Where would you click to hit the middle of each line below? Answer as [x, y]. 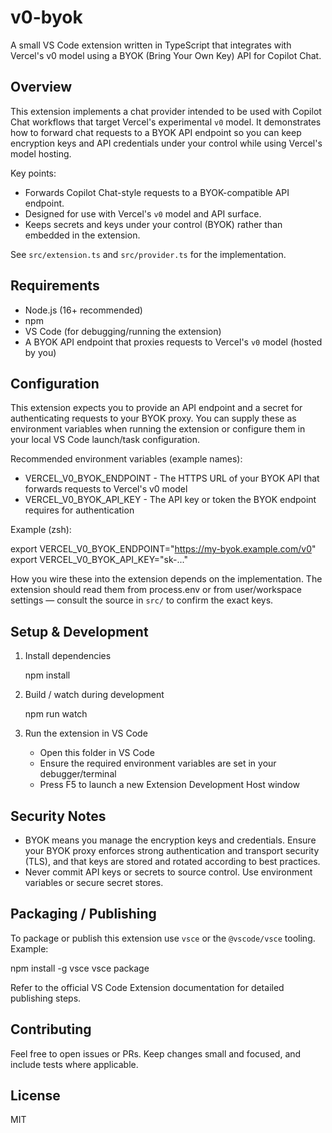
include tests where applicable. [74, 1064]
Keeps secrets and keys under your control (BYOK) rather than [153, 224]
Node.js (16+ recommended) [83, 310]
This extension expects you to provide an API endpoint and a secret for [156, 408]
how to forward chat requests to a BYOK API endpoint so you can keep [156, 132]
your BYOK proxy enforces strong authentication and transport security [172, 850]
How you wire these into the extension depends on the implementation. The [166, 579]
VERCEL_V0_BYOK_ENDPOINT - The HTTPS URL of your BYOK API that [172, 478]
